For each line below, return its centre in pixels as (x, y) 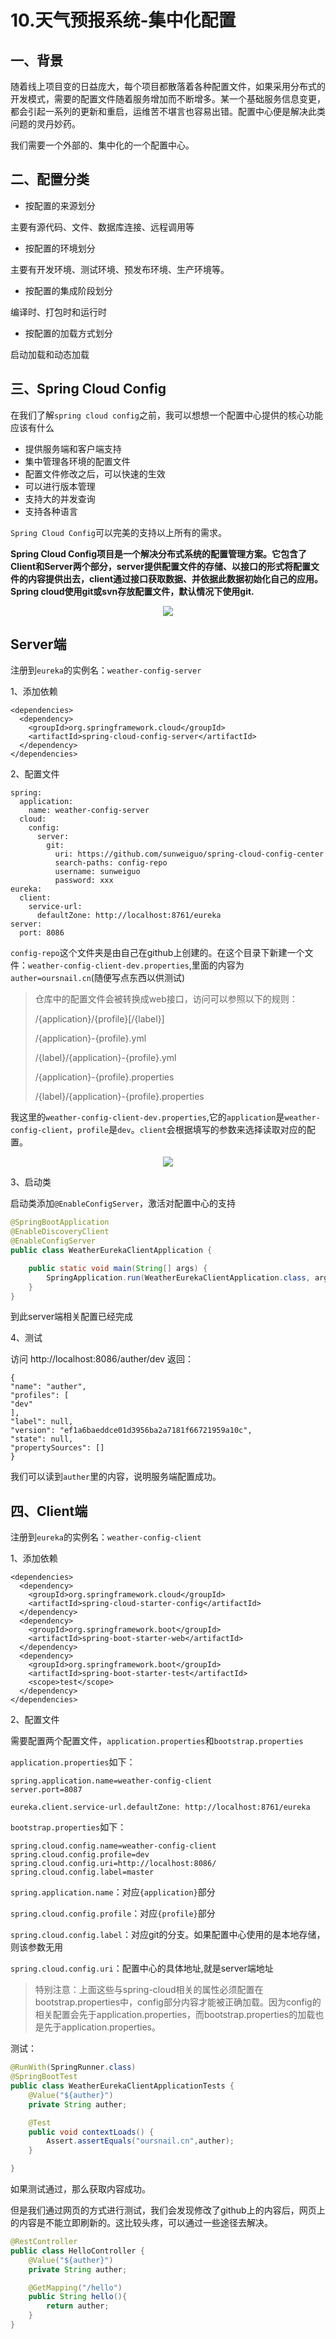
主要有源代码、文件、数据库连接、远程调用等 (102, 227)
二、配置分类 (50, 179)
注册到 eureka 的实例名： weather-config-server (106, 670)
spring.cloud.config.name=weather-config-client (113, 1846)
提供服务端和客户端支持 (73, 448)
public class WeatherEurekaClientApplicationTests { (122, 2086)
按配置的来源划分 (60, 205)
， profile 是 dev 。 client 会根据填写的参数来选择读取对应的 (187, 1130)
